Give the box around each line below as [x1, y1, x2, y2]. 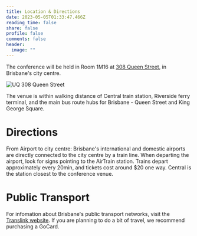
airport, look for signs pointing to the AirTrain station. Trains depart [6, 158, 168, 165]
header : [6, 42, 25, 48]
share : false [6, 25, 38, 31]
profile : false [6, 31, 44, 37]
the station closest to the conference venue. [6, 170, 114, 177]
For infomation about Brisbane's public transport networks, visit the [6, 210, 170, 217]
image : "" [11, 47, 35, 53]
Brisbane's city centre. [6, 69, 61, 77]
